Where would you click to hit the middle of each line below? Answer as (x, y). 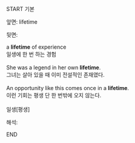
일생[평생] (18, 109)
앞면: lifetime (22, 22)
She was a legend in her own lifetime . (54, 68)
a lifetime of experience (36, 47)
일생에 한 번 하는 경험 (31, 54)
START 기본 (21, 9)
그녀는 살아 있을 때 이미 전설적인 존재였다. (55, 75)
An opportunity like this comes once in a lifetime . (67, 88)
